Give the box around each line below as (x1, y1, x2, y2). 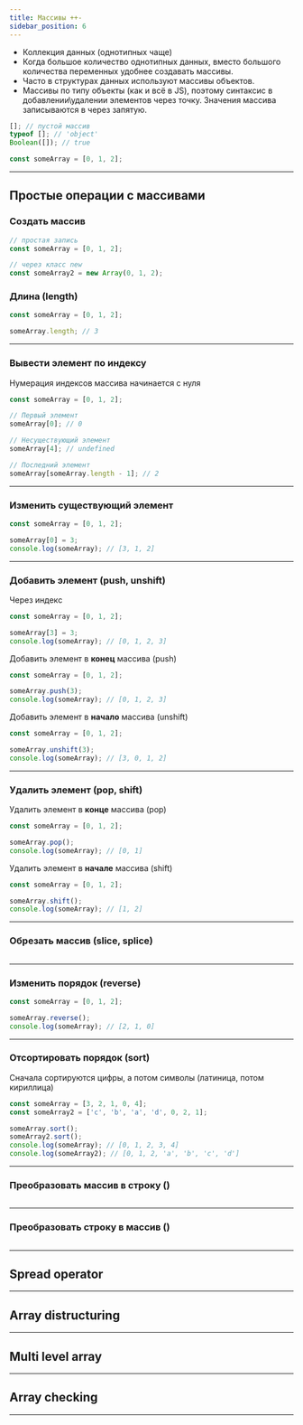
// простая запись (9, 236, 78, 245)
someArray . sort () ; (9, 1124, 78, 1133)
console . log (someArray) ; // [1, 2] (9, 905, 143, 914)
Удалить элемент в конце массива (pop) (9, 804, 167, 815)
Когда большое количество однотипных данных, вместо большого (22, 56, 281, 67)
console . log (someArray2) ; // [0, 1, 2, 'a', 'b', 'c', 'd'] (9, 1149, 241, 1158)
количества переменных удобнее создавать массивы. (22, 65, 234, 77)
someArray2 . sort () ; (9, 1132, 83, 1141)
